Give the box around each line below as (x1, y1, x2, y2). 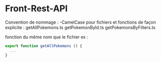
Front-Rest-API (5, 3, 68, 14)
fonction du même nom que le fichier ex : (5, 34, 88, 40)
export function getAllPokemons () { (5, 43, 82, 48)
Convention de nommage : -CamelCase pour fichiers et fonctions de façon (5, 19, 156, 25)
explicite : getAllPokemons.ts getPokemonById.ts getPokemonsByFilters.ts (5, 24, 156, 30)
